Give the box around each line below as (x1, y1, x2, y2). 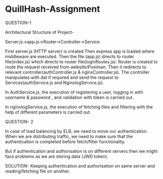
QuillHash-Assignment (5, 3, 100, 15)
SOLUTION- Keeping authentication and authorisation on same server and (5, 163, 155, 169)
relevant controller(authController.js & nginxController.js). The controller (5, 69, 150, 75)
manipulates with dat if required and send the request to (5, 74, 119, 80)
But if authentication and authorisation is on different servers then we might (5, 148, 158, 154)
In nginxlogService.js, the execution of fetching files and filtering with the (5, 104, 153, 110)
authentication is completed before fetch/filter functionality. (5, 139, 126, 145)
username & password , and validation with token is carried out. (5, 94, 134, 100)
